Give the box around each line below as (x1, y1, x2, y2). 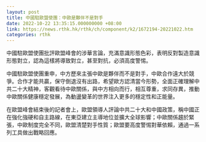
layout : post (6, 9, 40, 15)
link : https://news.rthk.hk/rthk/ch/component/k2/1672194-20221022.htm (6, 26, 193, 32)
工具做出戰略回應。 (11, 129, 60, 136)
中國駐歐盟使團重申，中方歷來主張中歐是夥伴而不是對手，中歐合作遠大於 (6, 70, 189, 77)
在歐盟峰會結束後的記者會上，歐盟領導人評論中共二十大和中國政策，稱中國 (6, 106, 194, 113)
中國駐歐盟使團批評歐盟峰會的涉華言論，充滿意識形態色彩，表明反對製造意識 (6, 50, 200, 57)
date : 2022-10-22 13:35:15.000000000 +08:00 (6, 20, 122, 26)
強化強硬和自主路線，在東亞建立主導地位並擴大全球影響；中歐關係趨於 (11, 114, 189, 121)
